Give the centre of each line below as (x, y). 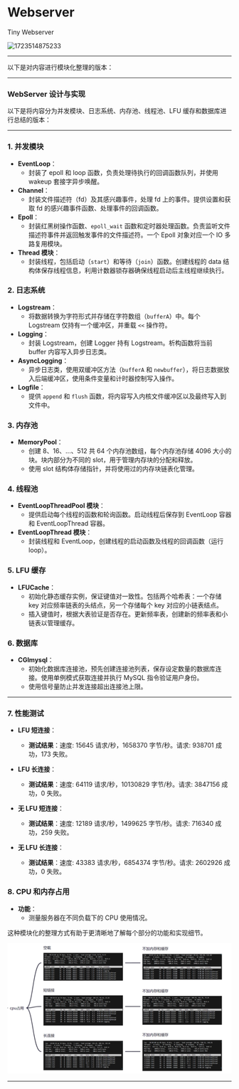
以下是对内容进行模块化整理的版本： (60, 67)
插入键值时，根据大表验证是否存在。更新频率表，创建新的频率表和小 (128, 614)
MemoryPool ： (40, 442)
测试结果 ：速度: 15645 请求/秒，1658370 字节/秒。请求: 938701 (121, 745)
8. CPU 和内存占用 (38, 892)
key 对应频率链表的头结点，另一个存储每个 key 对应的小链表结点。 (125, 605)
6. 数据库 (23, 643)
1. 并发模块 (26, 147)
